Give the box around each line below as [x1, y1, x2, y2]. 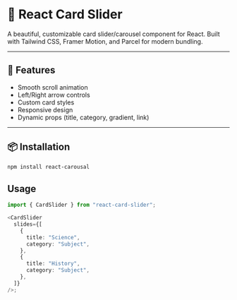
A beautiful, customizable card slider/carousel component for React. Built [7, 30, 220, 38]
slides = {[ [13, 221, 42, 228]
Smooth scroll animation [17, 83, 88, 91]
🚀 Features [7, 64, 56, 76]
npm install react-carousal [7, 163, 90, 170]
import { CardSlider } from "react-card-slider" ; [7, 201, 157, 209]
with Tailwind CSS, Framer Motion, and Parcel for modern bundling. [7, 37, 203, 45]
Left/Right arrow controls [17, 90, 90, 99]
